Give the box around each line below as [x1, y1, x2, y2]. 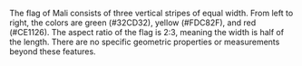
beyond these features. [9, 46, 97, 57]
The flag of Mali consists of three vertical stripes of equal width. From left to [9, 8, 294, 18]
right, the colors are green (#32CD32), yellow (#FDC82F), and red [9, 17, 257, 28]
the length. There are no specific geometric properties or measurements [9, 36, 280, 47]
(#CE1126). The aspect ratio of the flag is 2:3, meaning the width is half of [9, 27, 284, 37]
